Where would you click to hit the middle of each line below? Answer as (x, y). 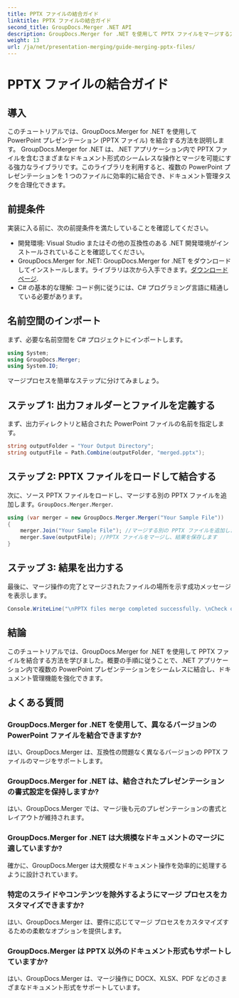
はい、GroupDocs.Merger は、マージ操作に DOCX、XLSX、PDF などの (111, 979)
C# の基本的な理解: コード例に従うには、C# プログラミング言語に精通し (123, 287)
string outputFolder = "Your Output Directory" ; (81, 446)
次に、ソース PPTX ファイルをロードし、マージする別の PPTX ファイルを (114, 495)
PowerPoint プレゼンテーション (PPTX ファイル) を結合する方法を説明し (113, 140)
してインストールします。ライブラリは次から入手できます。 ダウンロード (123, 269)
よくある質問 (36, 702)
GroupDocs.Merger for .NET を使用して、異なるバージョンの (112, 725)
